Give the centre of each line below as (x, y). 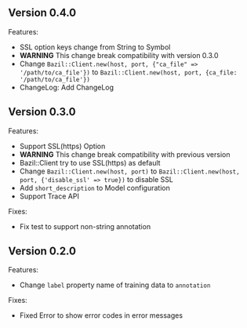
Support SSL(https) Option (62, 146)
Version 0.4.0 (42, 13)
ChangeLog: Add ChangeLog (67, 87)
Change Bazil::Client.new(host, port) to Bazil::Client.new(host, (130, 171)
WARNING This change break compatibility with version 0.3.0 (119, 55)
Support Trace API (49, 196)
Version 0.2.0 (42, 251)
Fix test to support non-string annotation (85, 226)
